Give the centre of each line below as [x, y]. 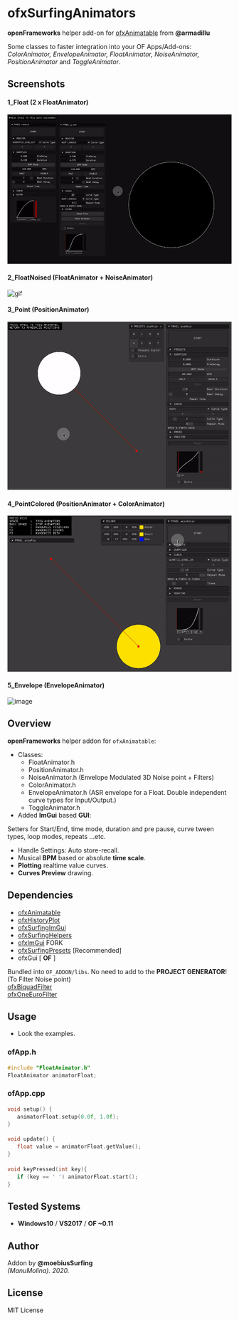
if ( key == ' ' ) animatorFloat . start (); [78, 1177]
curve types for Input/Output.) [72, 800]
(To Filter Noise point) [39, 979]
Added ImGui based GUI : [54, 815]
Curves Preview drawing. [55, 872]
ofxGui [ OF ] [37, 958]
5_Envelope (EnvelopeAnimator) [56, 685]
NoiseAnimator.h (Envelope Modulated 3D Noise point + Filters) [121, 777]
